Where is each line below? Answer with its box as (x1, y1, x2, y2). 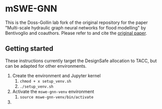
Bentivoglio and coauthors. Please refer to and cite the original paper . (5, 30, 148, 36)
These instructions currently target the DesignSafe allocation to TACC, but (5, 58, 157, 64)
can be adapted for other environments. (5, 63, 87, 69)
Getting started (5, 44, 54, 53)
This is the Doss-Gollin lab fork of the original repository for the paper (5, 19, 148, 25)
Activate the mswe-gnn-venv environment (12, 88, 94, 95)
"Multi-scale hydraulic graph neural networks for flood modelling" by (5, 24, 146, 30)
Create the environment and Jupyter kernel (12, 73, 101, 79)
